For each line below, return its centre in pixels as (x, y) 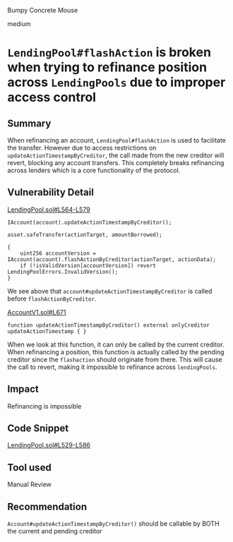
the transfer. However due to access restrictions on (82, 148)
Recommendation (47, 506)
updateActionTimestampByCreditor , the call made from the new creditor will (116, 155)
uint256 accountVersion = (58, 253)
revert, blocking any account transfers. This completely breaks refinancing (116, 163)
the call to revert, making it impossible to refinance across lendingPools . (112, 367)
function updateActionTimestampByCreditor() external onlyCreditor (109, 325)
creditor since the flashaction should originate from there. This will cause (115, 359)
